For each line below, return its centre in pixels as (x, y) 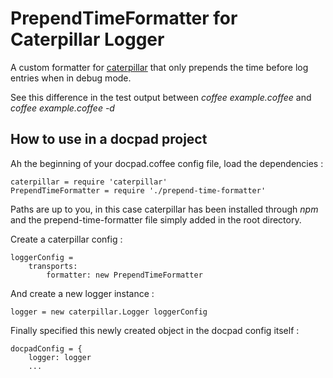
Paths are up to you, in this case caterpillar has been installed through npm (164, 209)
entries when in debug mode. (71, 78)
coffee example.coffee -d (62, 108)
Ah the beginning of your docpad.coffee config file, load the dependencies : (167, 163)
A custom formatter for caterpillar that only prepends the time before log (159, 67)
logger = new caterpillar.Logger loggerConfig (109, 312)
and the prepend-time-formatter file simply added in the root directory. (156, 219)
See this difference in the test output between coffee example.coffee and (161, 97)
